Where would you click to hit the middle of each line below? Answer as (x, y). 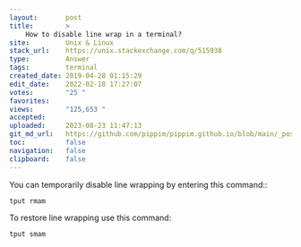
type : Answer (50, 59)
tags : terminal (54, 68)
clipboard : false (48, 159)
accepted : (28, 117)
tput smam (28, 234)
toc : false (48, 142)
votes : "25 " (48, 92)
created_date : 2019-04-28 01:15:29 (76, 76)
